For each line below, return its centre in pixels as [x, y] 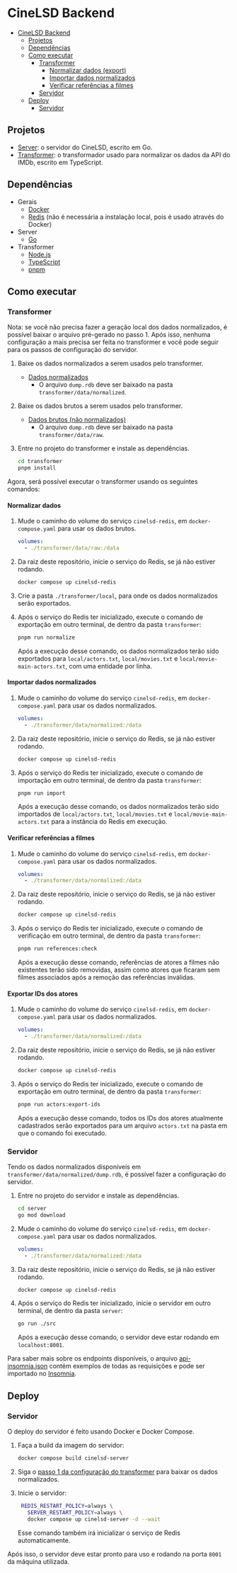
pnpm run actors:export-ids [59, 1104]
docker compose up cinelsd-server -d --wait [94, 1519]
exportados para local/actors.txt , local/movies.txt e [98, 658]
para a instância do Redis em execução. [109, 822]
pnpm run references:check [57, 949]
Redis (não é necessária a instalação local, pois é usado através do [126, 217]
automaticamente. [44, 1540]
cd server [32, 1209]
